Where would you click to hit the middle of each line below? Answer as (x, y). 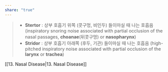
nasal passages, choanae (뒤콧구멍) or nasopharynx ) (80, 37)
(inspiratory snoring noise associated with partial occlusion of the (94, 30)
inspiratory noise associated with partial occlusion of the (102, 49)
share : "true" (20, 10)
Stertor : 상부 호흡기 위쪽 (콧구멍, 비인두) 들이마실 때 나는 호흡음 (89, 25)
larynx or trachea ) (44, 54)
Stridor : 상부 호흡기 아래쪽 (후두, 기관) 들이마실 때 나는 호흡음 (87, 43)
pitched (33, 49)
